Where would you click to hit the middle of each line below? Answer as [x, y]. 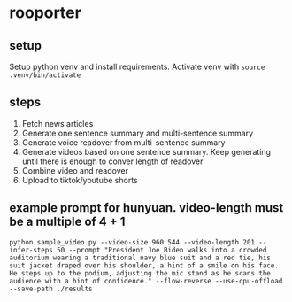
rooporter [45, 13]
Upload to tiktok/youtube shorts [80, 180]
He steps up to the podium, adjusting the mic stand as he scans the [140, 273]
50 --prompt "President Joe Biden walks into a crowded [161, 250]
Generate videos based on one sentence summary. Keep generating [146, 151]
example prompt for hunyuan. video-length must [146, 208]
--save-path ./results [51, 289]
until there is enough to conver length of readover [112, 161]
